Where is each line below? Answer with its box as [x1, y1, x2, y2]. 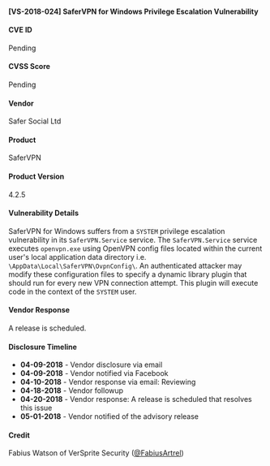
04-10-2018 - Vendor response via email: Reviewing [19, 378, 196, 387]
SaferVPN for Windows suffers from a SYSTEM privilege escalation [8, 226, 225, 235]
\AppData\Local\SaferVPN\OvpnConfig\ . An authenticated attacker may [8, 261, 242, 270]
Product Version [8, 171, 65, 181]
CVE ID [8, 25, 32, 35]
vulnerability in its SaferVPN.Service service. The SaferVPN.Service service [8, 235, 258, 244]
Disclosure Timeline [8, 342, 77, 352]
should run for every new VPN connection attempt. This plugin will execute [8, 278, 259, 287]
